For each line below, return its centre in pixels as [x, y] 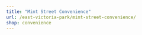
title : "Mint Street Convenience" [49, 12]
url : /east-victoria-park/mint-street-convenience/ [71, 17]
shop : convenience [29, 23]
